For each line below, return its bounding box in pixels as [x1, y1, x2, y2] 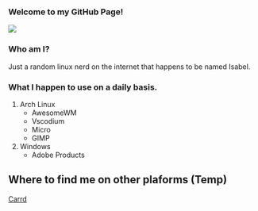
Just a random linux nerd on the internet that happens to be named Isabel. [8, 62, 251, 71]
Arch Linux [19, 99, 56, 109]
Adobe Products [31, 150, 85, 159]
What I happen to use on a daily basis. [8, 82, 158, 93]
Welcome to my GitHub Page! [8, 6, 124, 17]
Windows [19, 141, 51, 151]
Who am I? [8, 44, 50, 55]
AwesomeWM [31, 108, 77, 117]
